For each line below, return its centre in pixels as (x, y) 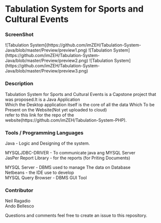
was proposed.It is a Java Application (43, 99)
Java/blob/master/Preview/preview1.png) (46, 50)
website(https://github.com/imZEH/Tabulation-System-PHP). (66, 120)
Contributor (19, 190)
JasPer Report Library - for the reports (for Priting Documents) (68, 158)
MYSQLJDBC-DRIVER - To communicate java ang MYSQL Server (70, 153)
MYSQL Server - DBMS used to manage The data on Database (68, 167)
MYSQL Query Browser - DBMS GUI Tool (46, 178)
